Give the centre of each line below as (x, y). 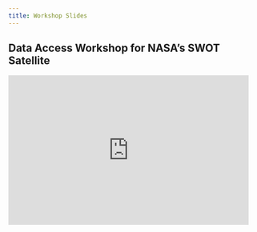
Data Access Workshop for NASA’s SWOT (114, 48)
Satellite (29, 61)
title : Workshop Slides (48, 16)
